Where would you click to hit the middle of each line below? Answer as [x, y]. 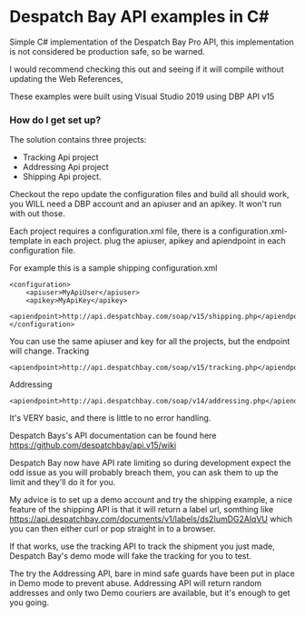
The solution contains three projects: [78, 140]
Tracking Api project [60, 157]
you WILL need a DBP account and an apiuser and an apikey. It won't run [146, 204]
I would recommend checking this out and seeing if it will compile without [147, 69]
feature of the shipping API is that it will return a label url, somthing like [142, 510]
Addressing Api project [65, 167]
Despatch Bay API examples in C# [139, 17]
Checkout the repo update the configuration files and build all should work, [149, 194]
